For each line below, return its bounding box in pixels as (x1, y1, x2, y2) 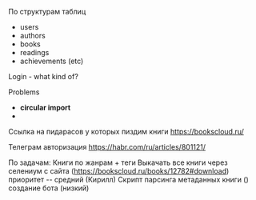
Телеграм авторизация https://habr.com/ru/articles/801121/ (8, 142, 206, 151)
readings (19, 48, 50, 57)
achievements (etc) (19, 56, 84, 66)
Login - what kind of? (8, 72, 78, 81)
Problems (8, 87, 40, 97)
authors (19, 31, 46, 40)
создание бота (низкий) (8, 183, 90, 193)
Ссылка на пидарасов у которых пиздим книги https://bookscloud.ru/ (8, 127, 244, 136)
